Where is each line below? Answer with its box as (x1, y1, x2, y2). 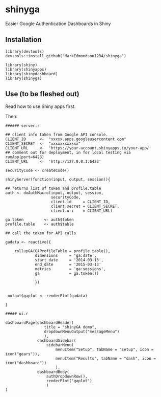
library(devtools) (5, 49, 44, 54)
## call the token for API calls (5, 230, 76, 236)
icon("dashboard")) (5, 360, 47, 365)
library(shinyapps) (5, 67, 47, 72)
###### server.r (5, 123, 40, 128)
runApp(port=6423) (5, 155, 44, 160)
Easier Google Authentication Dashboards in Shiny (5, 20, 111, 27)
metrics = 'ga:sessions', (35, 266, 106, 272)
